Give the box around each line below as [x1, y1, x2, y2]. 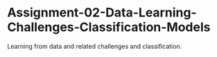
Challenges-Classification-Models [7, 19, 211, 35]
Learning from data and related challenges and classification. [7, 42, 182, 50]
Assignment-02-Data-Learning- [7, 5, 197, 21]
